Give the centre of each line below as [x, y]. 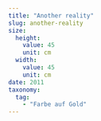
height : [28, 38]
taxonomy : [25, 90]
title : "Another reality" [51, 16]
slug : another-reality [46, 23]
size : [17, 30]
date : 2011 [26, 82]
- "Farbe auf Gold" [55, 104]
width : [26, 60]
